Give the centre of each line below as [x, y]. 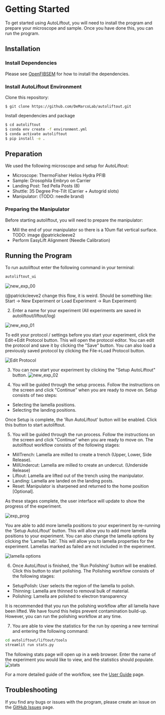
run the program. [22, 33]
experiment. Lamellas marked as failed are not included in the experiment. [81, 547]
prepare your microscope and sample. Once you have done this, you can [79, 28]
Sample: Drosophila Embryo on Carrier [51, 181]
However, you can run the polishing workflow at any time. [63, 617]
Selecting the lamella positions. [44, 405]
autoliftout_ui [21, 277]
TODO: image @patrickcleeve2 [44, 235]
